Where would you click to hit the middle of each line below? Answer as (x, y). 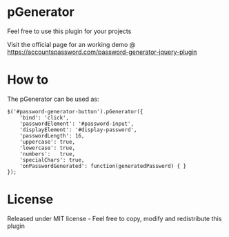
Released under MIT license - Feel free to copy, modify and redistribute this (114, 218)
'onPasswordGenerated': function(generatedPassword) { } (103, 166)
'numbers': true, (48, 154)
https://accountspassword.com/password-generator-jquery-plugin (102, 52)
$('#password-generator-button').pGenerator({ (75, 111)
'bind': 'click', (44, 117)
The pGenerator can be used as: (53, 99)
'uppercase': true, (48, 142)
